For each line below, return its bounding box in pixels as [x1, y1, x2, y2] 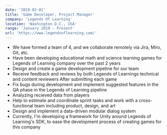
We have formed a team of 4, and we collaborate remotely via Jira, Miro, [12, 44, 161, 50]
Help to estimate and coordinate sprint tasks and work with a [12, 97, 138, 103]
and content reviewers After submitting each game [12, 76, 117, 82]
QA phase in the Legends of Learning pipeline [12, 87, 107, 92]
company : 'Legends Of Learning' [5, 16, 72, 21]
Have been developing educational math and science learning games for [12, 55, 162, 60]
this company [12, 124, 41, 130]
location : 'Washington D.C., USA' [5, 21, 77, 26]
